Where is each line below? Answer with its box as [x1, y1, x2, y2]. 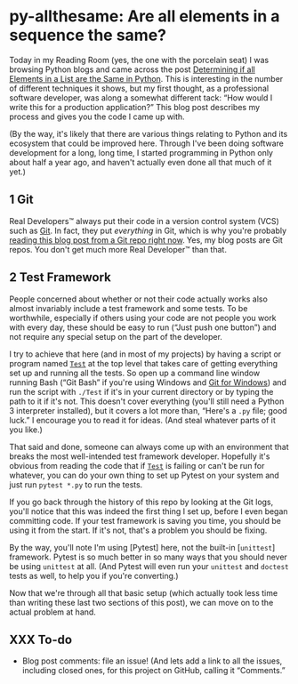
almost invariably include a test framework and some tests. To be [9, 302, 248, 313]
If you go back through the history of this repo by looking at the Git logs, [9, 496, 274, 507]
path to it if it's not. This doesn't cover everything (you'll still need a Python [9, 396, 285, 406]
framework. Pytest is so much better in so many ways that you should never [9, 551, 287, 562]
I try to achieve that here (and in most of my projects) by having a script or [9, 349, 282, 359]
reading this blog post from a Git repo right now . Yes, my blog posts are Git [9, 234, 283, 245]
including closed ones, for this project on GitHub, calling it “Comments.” [21, 665, 286, 676]
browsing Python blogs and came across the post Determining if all [9, 64, 255, 75]
